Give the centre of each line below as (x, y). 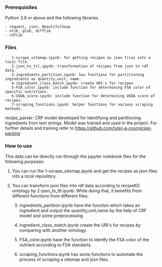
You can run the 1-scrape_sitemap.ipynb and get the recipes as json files (85, 171)
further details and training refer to (40, 128)
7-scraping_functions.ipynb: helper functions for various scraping (82, 104)
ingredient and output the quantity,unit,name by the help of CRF (83, 210)
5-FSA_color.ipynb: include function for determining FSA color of (81, 87)
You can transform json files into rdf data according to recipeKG (76, 185)
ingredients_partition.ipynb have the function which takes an (80, 205)
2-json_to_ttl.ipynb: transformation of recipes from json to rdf (80, 66)
